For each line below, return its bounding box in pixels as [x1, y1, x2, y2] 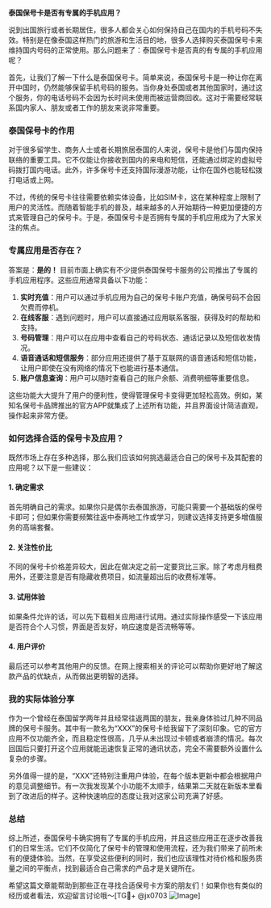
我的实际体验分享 [8, 693, 75, 704]
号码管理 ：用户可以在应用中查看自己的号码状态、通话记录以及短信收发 [19, 332, 254, 342]
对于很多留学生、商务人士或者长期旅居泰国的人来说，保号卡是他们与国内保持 [8, 145, 263, 154]
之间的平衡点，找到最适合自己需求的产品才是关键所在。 [15, 864, 199, 873]
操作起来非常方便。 [8, 410, 73, 420]
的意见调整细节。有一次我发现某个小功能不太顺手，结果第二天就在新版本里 [8, 781, 256, 791]
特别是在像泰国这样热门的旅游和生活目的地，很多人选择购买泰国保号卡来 [22, 36, 263, 44]
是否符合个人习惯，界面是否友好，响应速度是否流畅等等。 [8, 622, 199, 631]
